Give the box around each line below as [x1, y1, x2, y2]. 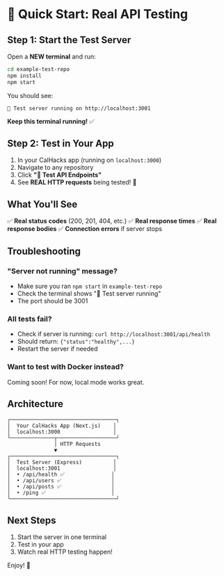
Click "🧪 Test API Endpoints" [17, 170, 102, 179]
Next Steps [7, 514, 56, 526]
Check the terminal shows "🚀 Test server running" [17, 289, 161, 298]
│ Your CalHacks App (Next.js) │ [7, 422, 117, 430]
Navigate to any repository [17, 163, 94, 172]
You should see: [7, 91, 54, 99]
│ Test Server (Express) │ [7, 459, 117, 466]
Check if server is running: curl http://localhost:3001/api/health [17, 330, 211, 338]
